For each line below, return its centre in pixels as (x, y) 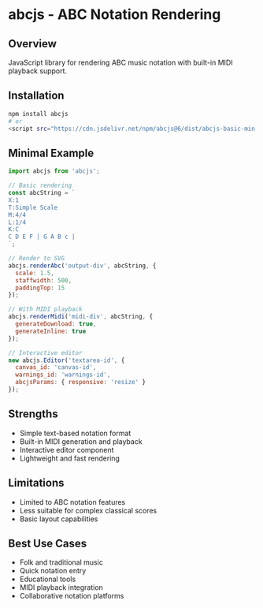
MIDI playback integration (61, 587)
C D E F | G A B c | (42, 237)
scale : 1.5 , (35, 273)
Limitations (36, 483)
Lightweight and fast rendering (70, 458)
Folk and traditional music (61, 562)
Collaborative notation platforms (72, 596)
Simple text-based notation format (75, 433)
